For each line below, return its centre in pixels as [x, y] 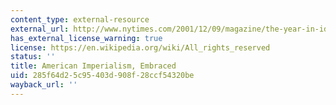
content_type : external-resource [80, 19]
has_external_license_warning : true [86, 38]
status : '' [33, 57]
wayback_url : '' [44, 85]
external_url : [40, 29]
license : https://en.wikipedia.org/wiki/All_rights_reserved [140, 47]
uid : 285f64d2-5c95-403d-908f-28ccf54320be [102, 76]
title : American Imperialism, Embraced [93, 66]
